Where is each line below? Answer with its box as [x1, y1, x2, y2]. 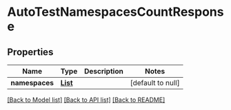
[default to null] [130, 78, 181, 87]
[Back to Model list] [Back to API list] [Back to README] [7, 96, 165, 104]
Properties [7, 46, 54, 58]
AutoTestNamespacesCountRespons [7, 4, 224, 20]
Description [83, 67, 124, 76]
